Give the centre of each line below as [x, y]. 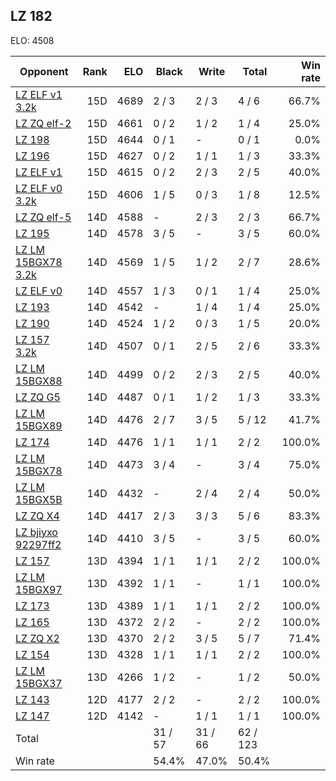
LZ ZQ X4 [37, 516]
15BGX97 [39, 589]
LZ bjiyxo [36, 532]
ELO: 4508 [32, 40]
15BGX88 [39, 381]
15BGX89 [39, 426]
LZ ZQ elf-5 [43, 217]
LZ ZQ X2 [37, 638]
